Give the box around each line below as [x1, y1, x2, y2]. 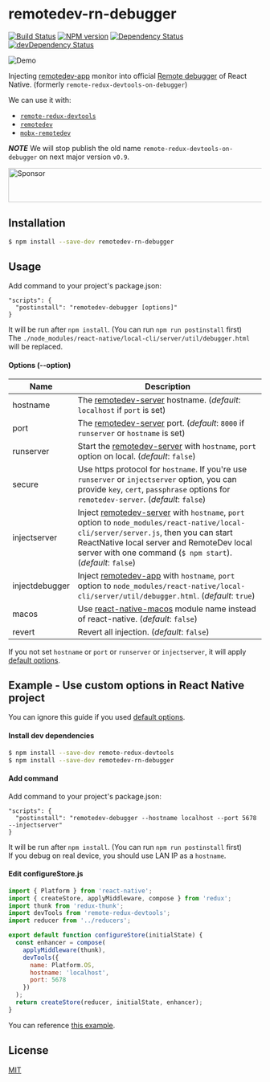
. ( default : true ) [196, 590, 256, 601]
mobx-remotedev [19, 129, 72, 137]
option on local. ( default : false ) [77, 451, 196, 462]
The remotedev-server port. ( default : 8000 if [77, 417, 245, 428]
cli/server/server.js [77, 528, 161, 537]
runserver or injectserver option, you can [77, 473, 237, 484]
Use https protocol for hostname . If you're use [77, 463, 247, 475]
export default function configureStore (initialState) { [8, 931, 203, 940]
